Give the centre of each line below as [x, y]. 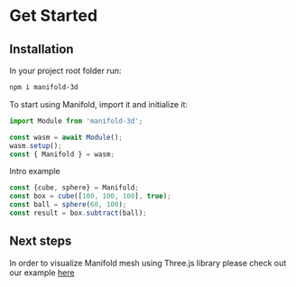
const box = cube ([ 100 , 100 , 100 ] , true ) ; [90, 196]
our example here [42, 273]
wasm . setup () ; [36, 145]
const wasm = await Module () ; [66, 137]
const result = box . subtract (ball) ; [78, 213]
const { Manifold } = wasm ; [62, 154]
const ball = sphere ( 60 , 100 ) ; [68, 205]
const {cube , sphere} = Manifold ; [74, 188]
